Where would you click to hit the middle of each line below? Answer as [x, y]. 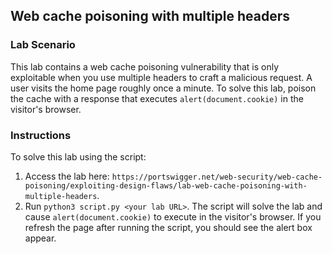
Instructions [41, 135]
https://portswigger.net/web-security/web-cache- [217, 177]
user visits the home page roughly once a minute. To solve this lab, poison [163, 88]
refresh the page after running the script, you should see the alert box [168, 227]
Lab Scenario [43, 45]
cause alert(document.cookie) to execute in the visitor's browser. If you [173, 216]
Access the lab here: [67, 176]
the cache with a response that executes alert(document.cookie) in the [157, 98]
